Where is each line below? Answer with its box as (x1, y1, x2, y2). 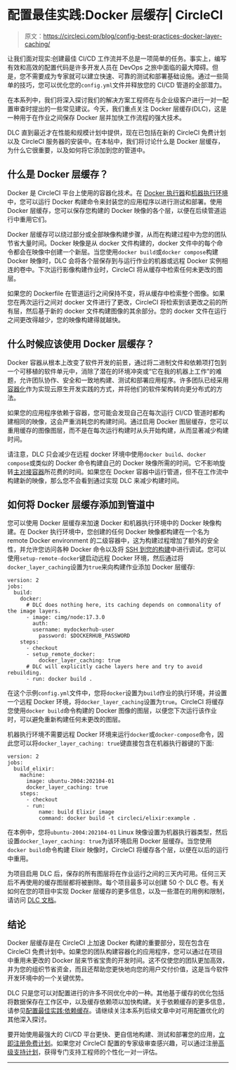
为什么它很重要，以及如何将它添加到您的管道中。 (7, 146, 149, 154)
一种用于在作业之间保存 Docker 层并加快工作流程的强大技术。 (7, 113, 186, 121)
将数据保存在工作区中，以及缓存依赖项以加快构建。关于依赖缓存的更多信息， (7, 997, 229, 1006)
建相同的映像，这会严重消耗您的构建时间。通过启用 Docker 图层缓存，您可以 (7, 417, 229, 426)
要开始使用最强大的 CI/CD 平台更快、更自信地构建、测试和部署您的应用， (7, 1031, 219, 1039)
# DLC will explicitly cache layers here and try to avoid (25, 663, 202, 670)
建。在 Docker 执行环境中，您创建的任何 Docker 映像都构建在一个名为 (7, 527, 210, 536)
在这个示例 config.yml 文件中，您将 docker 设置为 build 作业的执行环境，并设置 (7, 689, 228, 697)
